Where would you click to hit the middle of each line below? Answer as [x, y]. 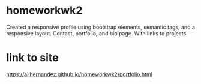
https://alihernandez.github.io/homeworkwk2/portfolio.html [79, 74]
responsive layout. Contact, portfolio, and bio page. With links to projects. [97, 33]
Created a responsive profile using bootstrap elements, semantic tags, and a [101, 27]
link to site [32, 58]
